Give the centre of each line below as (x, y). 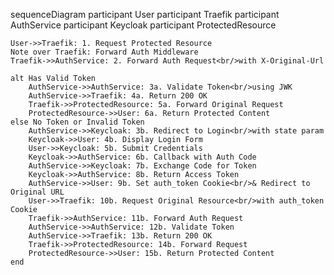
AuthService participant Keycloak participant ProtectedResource (143, 25)
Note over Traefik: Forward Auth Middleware (104, 52)
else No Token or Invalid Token (77, 122)
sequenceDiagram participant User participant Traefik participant (145, 14)
